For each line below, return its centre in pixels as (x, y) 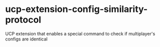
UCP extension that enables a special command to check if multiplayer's (80, 33)
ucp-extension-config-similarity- (76, 9)
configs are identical (26, 39)
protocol (23, 20)
